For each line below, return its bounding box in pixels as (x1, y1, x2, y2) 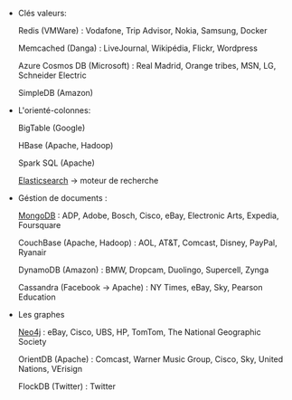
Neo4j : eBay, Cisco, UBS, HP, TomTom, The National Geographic (17, 327, 261, 338)
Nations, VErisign (17, 364, 83, 374)
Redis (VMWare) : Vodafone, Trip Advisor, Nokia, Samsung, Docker (17, 25, 268, 35)
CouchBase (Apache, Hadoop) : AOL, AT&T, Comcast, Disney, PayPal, (17, 237, 278, 248)
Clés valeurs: (17, 8, 68, 18)
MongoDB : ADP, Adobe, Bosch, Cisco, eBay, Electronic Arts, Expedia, (17, 210, 279, 221)
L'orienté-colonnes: (17, 105, 91, 116)
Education (17, 291, 56, 302)
